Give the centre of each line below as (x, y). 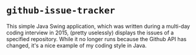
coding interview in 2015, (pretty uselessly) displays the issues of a (90, 33)
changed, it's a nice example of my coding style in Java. (76, 45)
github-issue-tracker (61, 11)
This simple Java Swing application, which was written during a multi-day (98, 26)
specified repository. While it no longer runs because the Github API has (96, 39)
